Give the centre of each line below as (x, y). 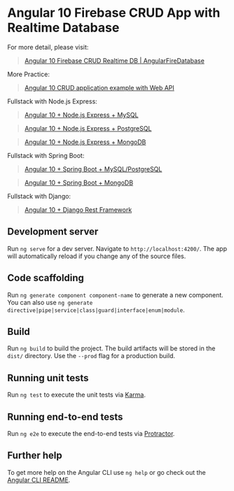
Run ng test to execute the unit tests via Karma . (76, 395)
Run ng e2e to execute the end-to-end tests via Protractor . (91, 434)
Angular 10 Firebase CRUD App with (114, 13)
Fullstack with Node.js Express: (53, 101)
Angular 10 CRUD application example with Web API (99, 87)
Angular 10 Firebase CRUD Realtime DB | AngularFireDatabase (114, 60)
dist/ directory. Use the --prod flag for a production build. (91, 356)
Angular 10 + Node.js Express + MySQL (81, 115)
